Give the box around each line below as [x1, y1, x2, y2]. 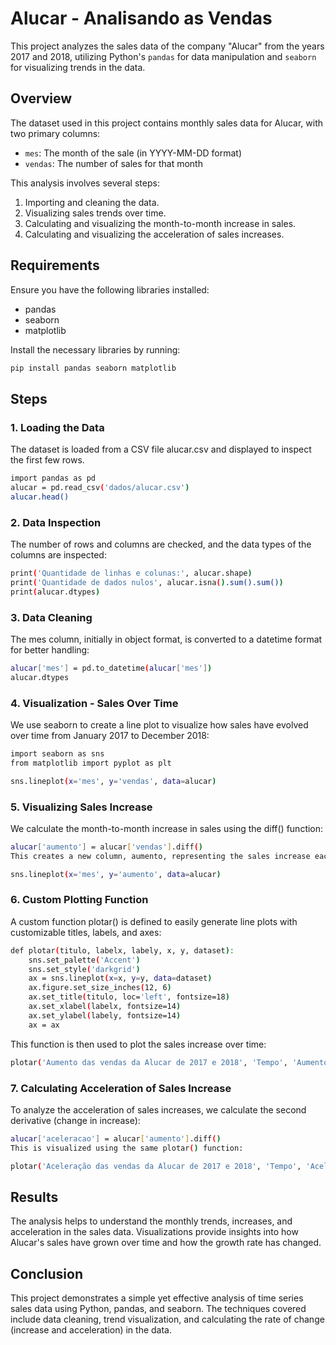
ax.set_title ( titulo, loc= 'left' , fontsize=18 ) [28, 992, 230, 1002]
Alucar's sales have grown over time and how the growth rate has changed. [10, 1237, 322, 1249]
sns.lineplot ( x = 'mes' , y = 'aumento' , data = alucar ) [10, 869, 222, 879]
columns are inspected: [10, 549, 107, 561]
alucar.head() [10, 492, 70, 502]
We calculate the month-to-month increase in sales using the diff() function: [10, 822, 324, 834]
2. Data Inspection [10, 515, 102, 529]
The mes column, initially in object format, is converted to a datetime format [10, 633, 323, 645]
